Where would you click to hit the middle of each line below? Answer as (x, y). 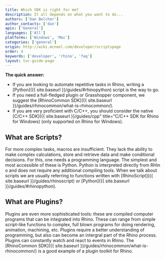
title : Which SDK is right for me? (42, 10)
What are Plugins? (34, 202)
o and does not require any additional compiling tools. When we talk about (81, 170)
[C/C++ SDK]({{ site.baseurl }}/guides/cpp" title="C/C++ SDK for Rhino (85, 116)
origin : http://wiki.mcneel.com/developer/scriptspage (63, 47)
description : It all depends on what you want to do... (64, 14)
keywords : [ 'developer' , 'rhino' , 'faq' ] (49, 56)
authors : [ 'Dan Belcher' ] (32, 19)
